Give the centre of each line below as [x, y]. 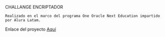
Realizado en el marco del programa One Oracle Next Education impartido [83, 16]
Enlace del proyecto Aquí [31, 29]
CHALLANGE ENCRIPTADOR [34, 7]
